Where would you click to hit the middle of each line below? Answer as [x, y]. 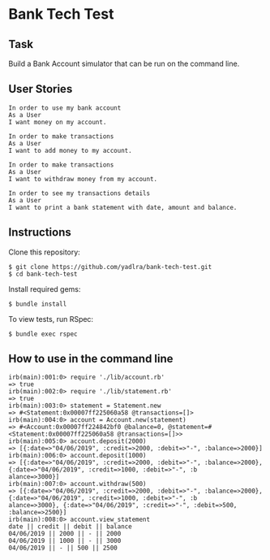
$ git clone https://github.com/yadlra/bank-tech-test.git [110, 267]
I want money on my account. [58, 122]
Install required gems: [45, 289]
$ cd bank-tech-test [43, 274]
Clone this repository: [45, 252]
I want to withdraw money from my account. [83, 179]
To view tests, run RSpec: [51, 319]
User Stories [41, 89]
